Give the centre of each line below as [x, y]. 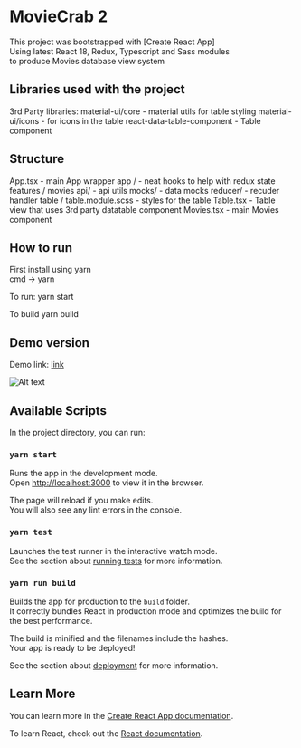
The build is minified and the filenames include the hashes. [119, 638]
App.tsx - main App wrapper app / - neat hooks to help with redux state [142, 181]
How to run [41, 248]
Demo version [50, 343]
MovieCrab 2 [59, 17]
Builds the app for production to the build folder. [100, 601]
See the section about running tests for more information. [116, 561]
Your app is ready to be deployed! [72, 647]
